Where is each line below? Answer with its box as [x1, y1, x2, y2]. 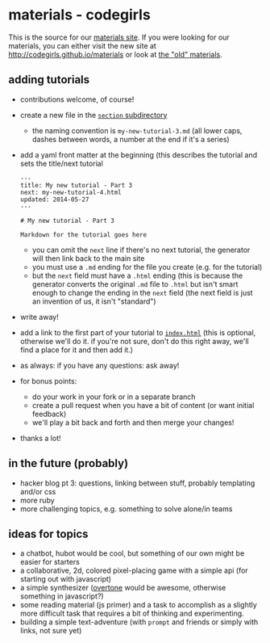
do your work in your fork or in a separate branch [31, 392, 196, 401]
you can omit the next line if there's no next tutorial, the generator [31, 245, 251, 254]
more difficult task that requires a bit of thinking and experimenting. [19, 608, 244, 619]
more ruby [19, 495, 55, 505]
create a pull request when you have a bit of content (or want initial [31, 400, 255, 410]
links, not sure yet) [19, 626, 82, 636]
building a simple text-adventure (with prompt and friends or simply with [19, 617, 259, 627]
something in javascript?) [19, 591, 104, 601]
